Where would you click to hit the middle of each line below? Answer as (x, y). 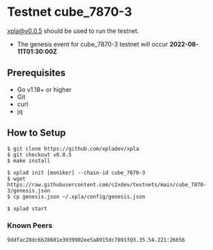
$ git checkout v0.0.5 (39, 155)
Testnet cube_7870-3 (70, 12)
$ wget (16, 179)
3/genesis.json (29, 190)
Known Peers (30, 225)
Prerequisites (36, 73)
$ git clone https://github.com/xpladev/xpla (73, 149)
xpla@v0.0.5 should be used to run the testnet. (73, 31)
